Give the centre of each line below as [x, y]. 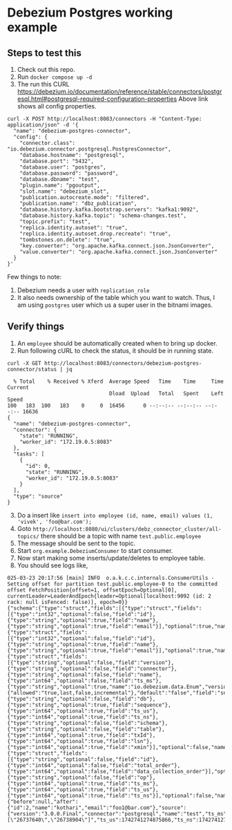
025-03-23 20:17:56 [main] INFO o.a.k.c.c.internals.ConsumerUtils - [111, 578]
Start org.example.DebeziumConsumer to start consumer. [95, 550]
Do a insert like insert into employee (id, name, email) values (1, [115, 515]
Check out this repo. [46, 69]
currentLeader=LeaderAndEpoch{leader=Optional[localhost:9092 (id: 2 [109, 596]
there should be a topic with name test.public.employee [121, 536]
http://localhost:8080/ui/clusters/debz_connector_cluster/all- [127, 529]
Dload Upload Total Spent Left [167, 393]
